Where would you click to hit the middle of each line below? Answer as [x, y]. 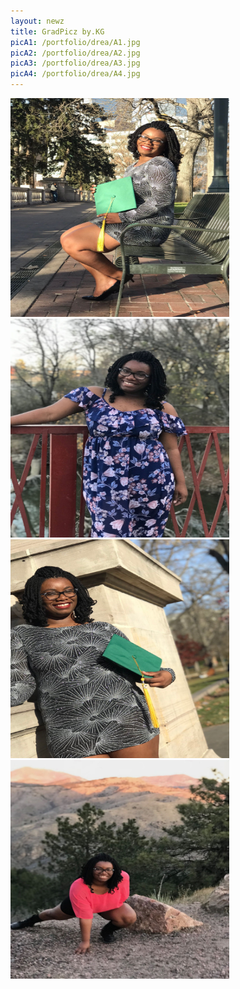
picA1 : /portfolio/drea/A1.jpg [75, 42]
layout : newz [37, 21]
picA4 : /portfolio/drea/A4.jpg [75, 74]
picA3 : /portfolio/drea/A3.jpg [75, 63]
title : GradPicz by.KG [57, 31]
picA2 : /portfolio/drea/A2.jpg [75, 53]
